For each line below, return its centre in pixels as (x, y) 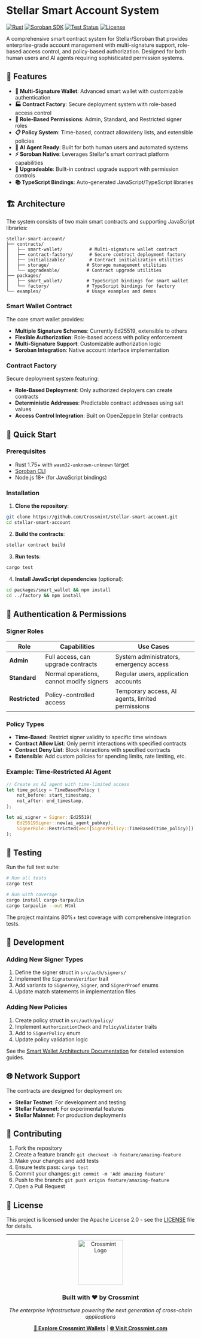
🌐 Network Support (43, 1076)
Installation (23, 493)
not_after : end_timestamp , (51, 801)
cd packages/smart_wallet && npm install (59, 590)
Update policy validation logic (51, 1039)
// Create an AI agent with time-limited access (68, 784)
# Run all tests (26, 878)
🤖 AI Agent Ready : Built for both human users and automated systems (101, 147)
